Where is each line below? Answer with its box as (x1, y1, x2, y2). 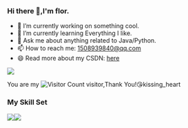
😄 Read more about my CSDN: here (17, 54, 120, 63)
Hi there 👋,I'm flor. (7, 6, 70, 16)
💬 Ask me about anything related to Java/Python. (17, 36, 156, 45)
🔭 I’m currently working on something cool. (17, 22, 140, 30)
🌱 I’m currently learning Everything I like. (17, 29, 132, 37)
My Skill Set (7, 98, 48, 107)
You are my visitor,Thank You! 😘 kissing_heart (7, 81, 181, 89)
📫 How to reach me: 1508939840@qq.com (17, 44, 141, 52)
